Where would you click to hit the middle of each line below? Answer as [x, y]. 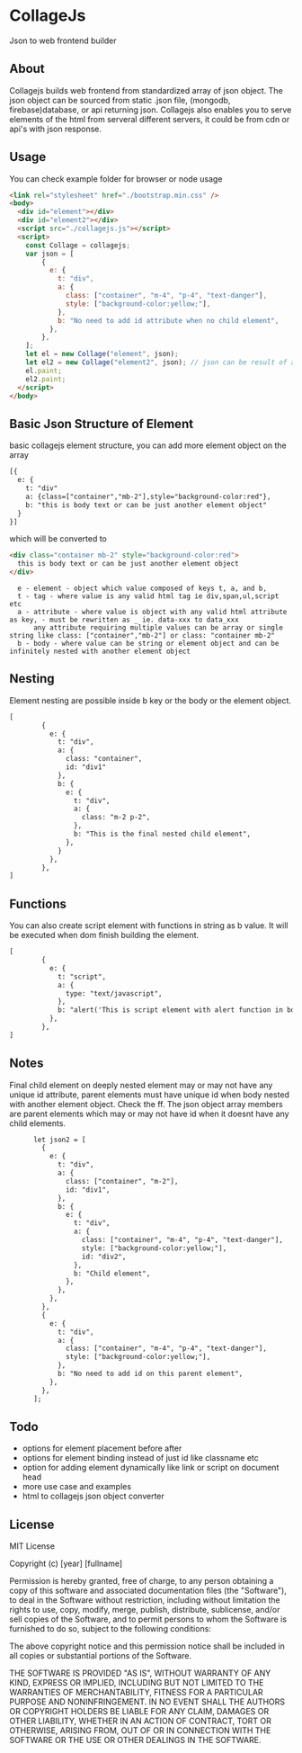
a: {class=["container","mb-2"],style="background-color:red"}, [148, 496]
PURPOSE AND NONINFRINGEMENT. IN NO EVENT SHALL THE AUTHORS [147, 1702]
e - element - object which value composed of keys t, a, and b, [142, 588]
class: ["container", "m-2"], [122, 1181]
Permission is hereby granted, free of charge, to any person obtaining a [142, 1581]
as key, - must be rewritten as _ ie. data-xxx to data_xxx [124, 620]
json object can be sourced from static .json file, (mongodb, [120, 100]
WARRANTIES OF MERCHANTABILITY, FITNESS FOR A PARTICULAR [136, 1693]
